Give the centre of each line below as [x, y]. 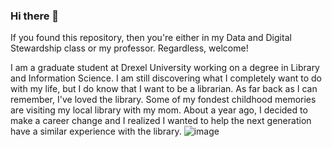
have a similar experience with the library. [96, 131]
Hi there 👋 [35, 16]
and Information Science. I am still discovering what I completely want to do [166, 78]
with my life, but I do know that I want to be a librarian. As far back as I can [164, 89]
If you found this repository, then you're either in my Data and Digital [151, 38]
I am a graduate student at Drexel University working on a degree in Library [165, 68]
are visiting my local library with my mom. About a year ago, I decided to [159, 110]
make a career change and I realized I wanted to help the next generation [161, 121]
